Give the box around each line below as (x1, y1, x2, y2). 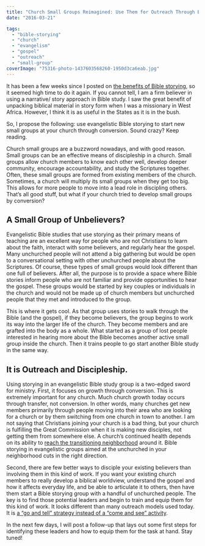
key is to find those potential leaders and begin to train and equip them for (6, 496, 193, 504)
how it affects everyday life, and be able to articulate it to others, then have (6, 484, 195, 491)
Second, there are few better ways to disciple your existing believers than (6, 464, 191, 471)
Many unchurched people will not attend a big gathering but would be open (6, 250, 196, 257)
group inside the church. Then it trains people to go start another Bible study (6, 340, 199, 347)
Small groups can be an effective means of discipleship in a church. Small (6, 151, 192, 159)
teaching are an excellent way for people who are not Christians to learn (6, 237, 188, 245)
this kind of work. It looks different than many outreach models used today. (6, 503, 195, 511)
